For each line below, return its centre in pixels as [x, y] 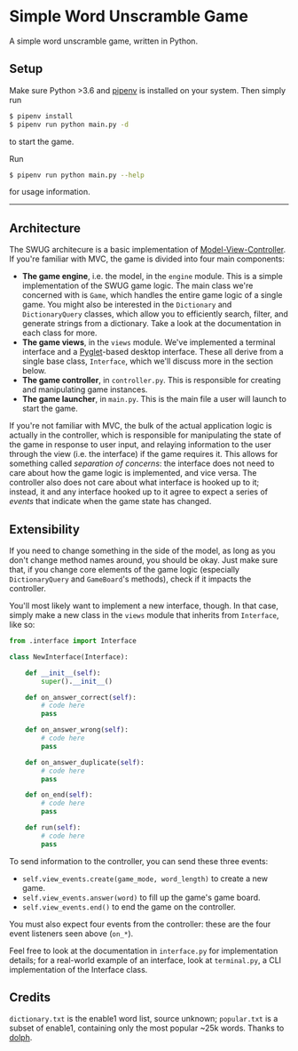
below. [34, 371]
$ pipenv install [41, 116]
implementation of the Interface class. [78, 969]
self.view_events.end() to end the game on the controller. [129, 907]
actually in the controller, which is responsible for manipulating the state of [145, 435]
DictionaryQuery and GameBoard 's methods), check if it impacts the [130, 579]
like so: [22, 625]
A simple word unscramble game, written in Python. [103, 41]
